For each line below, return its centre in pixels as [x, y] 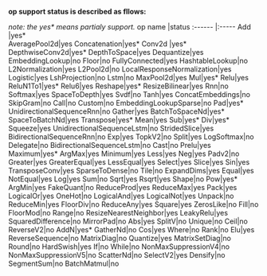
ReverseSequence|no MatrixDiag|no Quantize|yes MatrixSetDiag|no [120, 238]
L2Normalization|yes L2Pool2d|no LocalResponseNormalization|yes [120, 69]
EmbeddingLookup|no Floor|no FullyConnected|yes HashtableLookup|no [128, 60]
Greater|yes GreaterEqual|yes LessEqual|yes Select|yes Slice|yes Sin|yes [129, 162]
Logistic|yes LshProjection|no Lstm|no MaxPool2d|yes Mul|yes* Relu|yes [129, 78]
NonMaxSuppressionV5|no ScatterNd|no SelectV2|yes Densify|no [117, 255]
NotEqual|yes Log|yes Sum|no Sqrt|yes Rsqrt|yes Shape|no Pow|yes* [123, 179]
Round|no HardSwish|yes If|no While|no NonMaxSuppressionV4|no [119, 247]
